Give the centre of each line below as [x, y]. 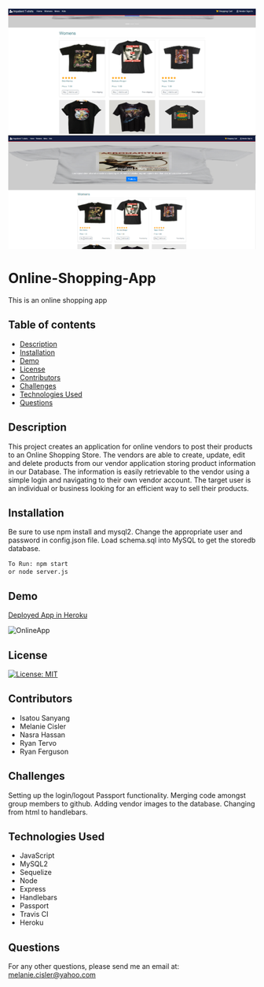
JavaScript [37, 855]
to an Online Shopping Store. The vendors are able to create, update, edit [126, 455]
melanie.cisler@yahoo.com [52, 975]
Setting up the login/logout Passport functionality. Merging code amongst [127, 795]
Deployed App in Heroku [48, 615]
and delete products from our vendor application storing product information [132, 463]
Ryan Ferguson [44, 751]
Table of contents [52, 325]
